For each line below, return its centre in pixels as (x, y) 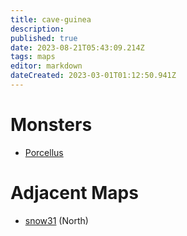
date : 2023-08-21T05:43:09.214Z (77, 47)
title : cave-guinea (51, 19)
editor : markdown (46, 66)
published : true (44, 38)
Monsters (51, 125)
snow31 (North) (56, 220)
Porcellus (44, 152)
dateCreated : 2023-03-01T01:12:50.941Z (93, 76)
